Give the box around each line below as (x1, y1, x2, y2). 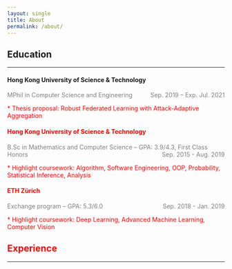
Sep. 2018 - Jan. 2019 (162, 201, 225, 210)
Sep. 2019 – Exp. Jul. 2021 (150, 91, 225, 99)
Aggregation (7, 112, 43, 120)
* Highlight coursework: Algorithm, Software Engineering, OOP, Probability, (7, 163, 221, 172)
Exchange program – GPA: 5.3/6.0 (7, 201, 104, 210)
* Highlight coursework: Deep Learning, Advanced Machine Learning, (7, 215, 206, 223)
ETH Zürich (7, 187, 41, 195)
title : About (7, 17, 45, 23)
